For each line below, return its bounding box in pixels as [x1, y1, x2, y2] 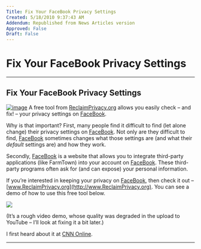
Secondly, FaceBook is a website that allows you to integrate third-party [6, 152, 184, 159]
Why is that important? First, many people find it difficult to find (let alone [6, 122, 187, 129]
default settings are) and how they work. [6, 141, 106, 148]
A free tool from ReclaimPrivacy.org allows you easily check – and [29, 104, 191, 111]
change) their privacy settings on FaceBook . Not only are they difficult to [6, 128, 185, 135]
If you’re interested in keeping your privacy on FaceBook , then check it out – [6, 177, 194, 184]
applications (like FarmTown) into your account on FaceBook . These [6, 159, 173, 166]
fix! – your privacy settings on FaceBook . [6, 110, 106, 117]
